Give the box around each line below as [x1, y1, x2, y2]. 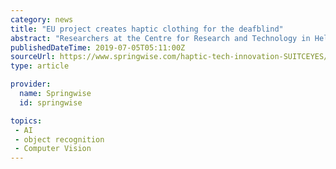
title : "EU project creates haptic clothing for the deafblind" [10, 24, 284, 34]
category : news [10, 14, 74, 25]
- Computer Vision [14, 144, 92, 154]
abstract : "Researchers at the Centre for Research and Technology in [10, 33, 311, 43]
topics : [10, 116, 43, 126]
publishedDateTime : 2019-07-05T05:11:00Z [10, 42, 186, 53]
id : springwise [19, 97, 83, 108]
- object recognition [14, 134, 105, 145]
